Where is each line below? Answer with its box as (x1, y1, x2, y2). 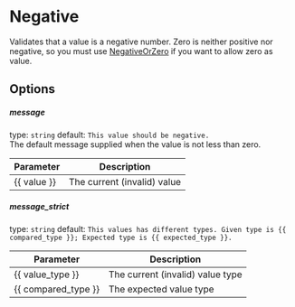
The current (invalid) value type (108, 268, 243, 281)
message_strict (9, 200, 70, 211)
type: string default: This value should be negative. (9, 129, 210, 141)
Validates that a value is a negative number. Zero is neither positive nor (9, 36, 273, 47)
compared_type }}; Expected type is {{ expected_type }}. (9, 233, 233, 243)
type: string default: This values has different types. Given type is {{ (9, 224, 287, 235)
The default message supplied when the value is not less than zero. (9, 139, 262, 150)
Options (9, 81, 56, 97)
